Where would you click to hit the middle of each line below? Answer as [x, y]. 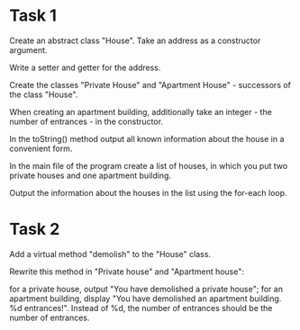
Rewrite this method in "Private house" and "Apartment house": [127, 272]
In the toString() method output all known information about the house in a [147, 138]
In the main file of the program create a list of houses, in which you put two [149, 165]
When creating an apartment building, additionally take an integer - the [141, 111]
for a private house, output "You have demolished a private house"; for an [146, 289]
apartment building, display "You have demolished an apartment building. [145, 299]
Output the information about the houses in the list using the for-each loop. [148, 192]
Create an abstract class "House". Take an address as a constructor [135, 40]
